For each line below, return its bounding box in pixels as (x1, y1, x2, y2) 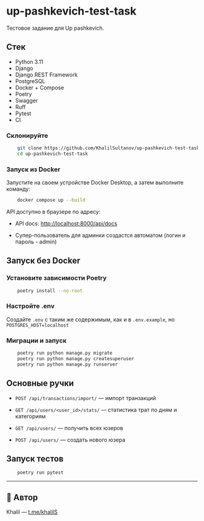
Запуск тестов (6, 454, 64, 464)
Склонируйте (6, 131, 49, 140)
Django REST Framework (15, 71, 78, 78)
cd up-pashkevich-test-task (17, 151, 88, 157)
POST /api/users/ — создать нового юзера (15, 436, 126, 443)
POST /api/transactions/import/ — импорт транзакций (15, 394, 156, 401)
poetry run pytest (17, 469, 64, 476)
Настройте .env (6, 302, 55, 310)
